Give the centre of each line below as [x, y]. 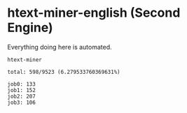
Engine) [30, 28]
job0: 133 [22, 84]
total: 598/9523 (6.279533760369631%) [64, 72]
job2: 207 [22, 96]
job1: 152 [22, 90]
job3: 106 [22, 103]
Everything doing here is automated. [60, 47]
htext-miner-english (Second [94, 13]
